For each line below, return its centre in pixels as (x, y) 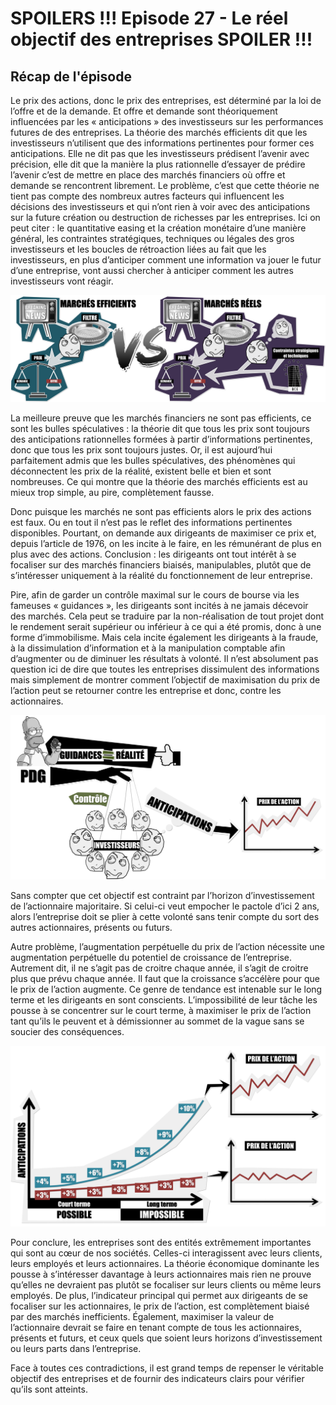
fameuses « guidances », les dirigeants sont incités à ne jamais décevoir (159, 606)
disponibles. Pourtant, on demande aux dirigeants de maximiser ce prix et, (163, 533)
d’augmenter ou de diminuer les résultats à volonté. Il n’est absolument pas (164, 659)
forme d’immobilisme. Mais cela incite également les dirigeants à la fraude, (164, 638)
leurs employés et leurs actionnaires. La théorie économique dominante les (165, 1264)
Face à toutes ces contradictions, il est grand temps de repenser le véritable (167, 1368)
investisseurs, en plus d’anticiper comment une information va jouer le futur (166, 260)
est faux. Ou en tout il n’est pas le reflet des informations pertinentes (151, 523)
